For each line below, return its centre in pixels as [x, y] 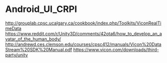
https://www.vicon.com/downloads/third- [116, 49]
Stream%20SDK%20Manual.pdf [39, 49]
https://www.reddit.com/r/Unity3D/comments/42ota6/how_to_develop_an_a [84, 33]
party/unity [17, 55]
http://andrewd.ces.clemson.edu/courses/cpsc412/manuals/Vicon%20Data [83, 44]
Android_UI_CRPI [41, 9]
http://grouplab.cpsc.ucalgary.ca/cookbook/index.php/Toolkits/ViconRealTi [83, 23]
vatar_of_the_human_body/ [33, 39]
